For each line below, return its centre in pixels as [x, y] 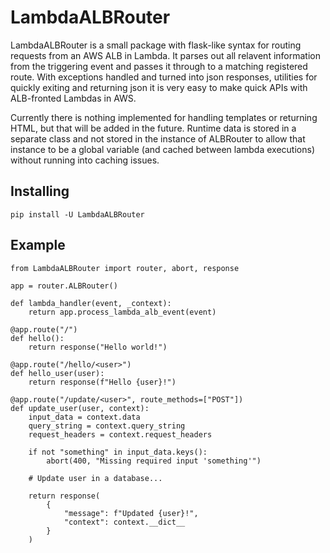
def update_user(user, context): [80, 408]
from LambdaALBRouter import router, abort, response [125, 268]
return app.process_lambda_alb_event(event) [122, 312]
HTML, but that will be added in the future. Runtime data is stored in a [153, 128]
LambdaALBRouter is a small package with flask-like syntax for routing [156, 45]
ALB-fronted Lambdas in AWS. [73, 98]
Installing [40, 191]
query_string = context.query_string [107, 426]
